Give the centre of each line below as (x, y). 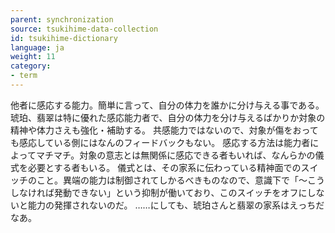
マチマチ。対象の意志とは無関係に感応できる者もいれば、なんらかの (175, 155)
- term (24, 76)
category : (31, 66)
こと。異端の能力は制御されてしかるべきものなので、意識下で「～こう (181, 180)
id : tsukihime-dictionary (64, 38)
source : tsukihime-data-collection (84, 29)
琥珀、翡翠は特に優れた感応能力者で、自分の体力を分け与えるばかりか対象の (168, 117)
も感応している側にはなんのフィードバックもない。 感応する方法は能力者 (160, 142)
